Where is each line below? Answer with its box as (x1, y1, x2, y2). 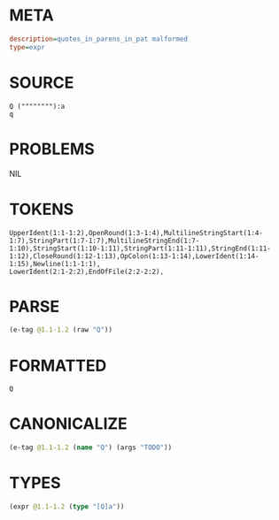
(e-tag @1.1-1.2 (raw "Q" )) (9, 325, 113, 334)
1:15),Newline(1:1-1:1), (9, 259, 101, 268)
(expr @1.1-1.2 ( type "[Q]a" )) (9, 502, 125, 511)
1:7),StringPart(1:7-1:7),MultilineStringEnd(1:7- (9, 236, 200, 245)
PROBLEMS (9, 139, 95, 159)
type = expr (9, 42, 46, 51)
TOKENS (9, 199, 74, 219)
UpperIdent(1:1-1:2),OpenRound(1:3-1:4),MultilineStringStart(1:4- (9, 228, 264, 237)
